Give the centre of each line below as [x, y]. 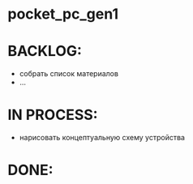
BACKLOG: [45, 51]
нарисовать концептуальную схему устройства [102, 138]
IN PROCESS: [53, 115]
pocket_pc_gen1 [63, 14]
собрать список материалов [69, 74]
